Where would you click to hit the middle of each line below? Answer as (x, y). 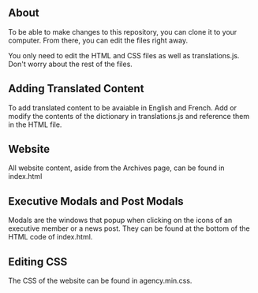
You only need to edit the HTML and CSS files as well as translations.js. (124, 55)
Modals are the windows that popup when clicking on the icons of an (120, 221)
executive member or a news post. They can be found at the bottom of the (129, 228)
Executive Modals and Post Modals (96, 201)
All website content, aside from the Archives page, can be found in (116, 168)
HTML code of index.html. (50, 237)
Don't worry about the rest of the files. (70, 64)
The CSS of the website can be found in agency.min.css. (100, 281)
